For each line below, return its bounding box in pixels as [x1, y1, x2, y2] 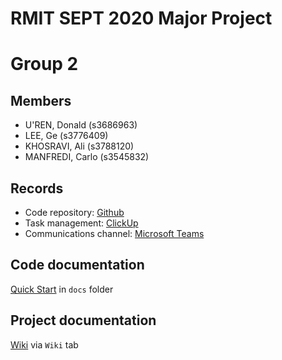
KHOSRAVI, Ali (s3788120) [24, 140, 135, 152]
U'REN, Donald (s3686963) [24, 119, 138, 131]
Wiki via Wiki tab [10, 338, 79, 351]
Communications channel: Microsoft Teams [24, 228, 205, 239]
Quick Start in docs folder [10, 283, 114, 295]
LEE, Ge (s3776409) [24, 130, 109, 142]
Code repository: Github [24, 207, 125, 218]
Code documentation [10, 257, 145, 274]
